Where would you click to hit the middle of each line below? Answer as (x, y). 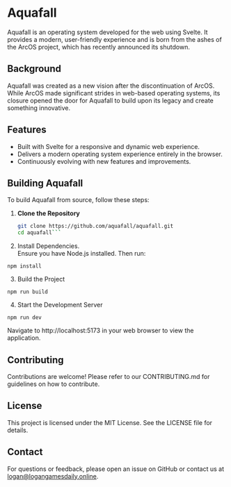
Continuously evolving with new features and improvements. (104, 161)
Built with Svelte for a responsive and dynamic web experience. (109, 146)
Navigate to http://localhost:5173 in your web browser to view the (101, 331)
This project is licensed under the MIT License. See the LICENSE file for (110, 422)
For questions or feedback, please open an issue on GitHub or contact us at (116, 469)
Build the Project (41, 279)
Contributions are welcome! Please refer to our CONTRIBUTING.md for (109, 376)
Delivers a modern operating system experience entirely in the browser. (120, 154)
